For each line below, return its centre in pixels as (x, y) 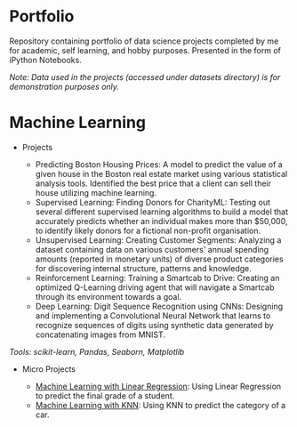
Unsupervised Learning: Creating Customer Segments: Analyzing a (158, 240)
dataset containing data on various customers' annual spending (152, 249)
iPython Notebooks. (45, 60)
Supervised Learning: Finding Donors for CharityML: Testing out (153, 202)
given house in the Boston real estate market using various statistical (161, 173)
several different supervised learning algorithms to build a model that (162, 212)
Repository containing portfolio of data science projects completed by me (144, 41)
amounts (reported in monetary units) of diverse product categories (159, 259)
